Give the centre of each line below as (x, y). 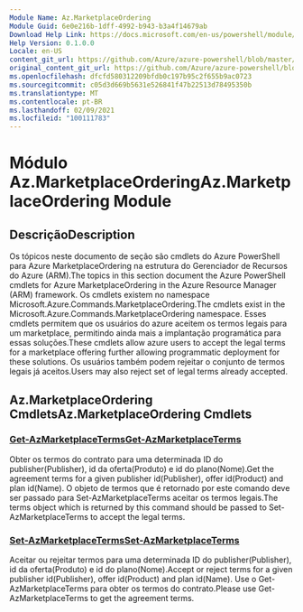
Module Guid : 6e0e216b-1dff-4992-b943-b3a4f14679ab (108, 26)
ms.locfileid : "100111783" (60, 118)
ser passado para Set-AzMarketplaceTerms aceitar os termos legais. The (144, 497)
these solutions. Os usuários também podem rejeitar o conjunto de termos (147, 362)
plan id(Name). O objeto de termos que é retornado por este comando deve (150, 487)
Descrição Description (72, 234)
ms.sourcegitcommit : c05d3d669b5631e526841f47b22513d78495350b (131, 85)
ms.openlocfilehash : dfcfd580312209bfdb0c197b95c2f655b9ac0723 (131, 77)
